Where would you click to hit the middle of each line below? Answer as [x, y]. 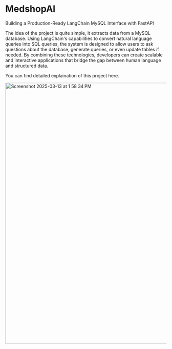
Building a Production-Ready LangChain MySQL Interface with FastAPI [80, 23]
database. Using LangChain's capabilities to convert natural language [79, 38]
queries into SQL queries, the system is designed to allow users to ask [79, 44]
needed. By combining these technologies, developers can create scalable [84, 55]
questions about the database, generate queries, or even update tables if [82, 49]
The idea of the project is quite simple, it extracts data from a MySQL [78, 33]
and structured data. [27, 66]
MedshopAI [30, 9]
